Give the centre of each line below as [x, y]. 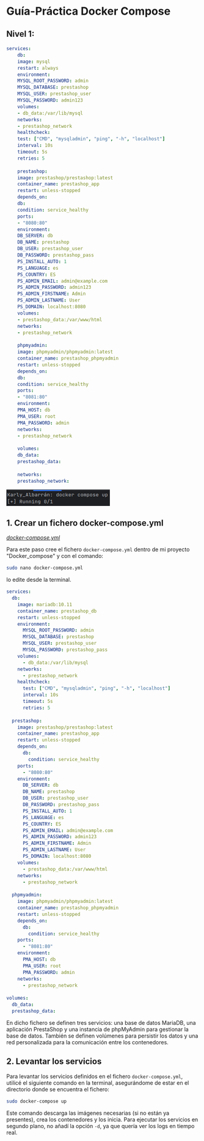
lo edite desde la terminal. [39, 580]
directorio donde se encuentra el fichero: [58, 1089]
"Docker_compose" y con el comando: [55, 556]
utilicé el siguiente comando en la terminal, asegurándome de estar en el [98, 1083]
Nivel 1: [20, 34]
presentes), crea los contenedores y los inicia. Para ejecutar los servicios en [102, 1119]
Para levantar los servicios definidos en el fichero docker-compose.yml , [95, 1076]
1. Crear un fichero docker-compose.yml [85, 523]
